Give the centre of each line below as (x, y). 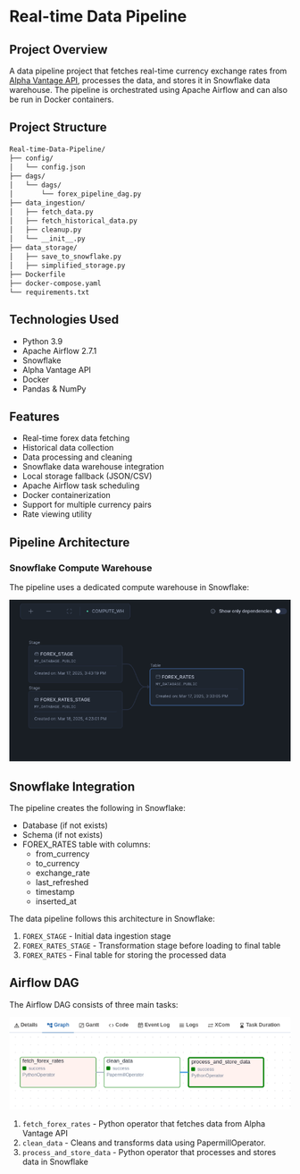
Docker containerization (67, 495)
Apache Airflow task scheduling (81, 486)
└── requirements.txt (50, 292)
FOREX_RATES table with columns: (86, 845)
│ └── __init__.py (48, 239)
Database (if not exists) (65, 825)
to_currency (58, 864)
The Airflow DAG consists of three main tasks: (94, 1004)
